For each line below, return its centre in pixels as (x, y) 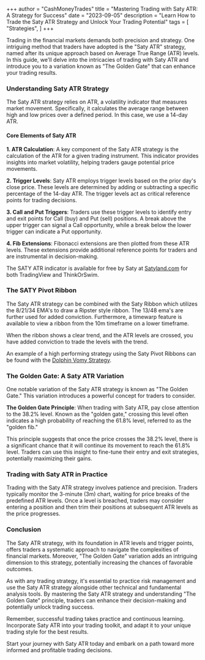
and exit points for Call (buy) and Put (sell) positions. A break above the (96, 218)
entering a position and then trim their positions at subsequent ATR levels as (102, 507)
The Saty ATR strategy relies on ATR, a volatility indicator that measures (97, 102)
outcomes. (20, 569)
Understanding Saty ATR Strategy (58, 88)
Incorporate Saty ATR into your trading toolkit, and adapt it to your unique (99, 625)
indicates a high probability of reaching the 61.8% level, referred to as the (99, 421)
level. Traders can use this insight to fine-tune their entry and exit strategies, (103, 452)
